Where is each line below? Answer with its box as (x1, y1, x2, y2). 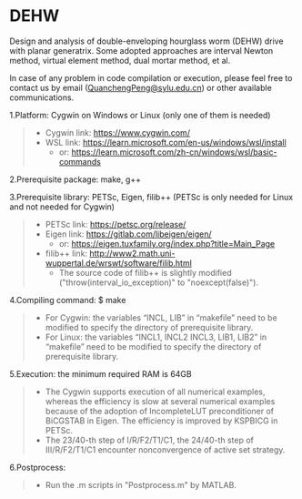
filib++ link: (45, 248, 88, 259)
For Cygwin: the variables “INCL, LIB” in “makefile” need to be (45, 311, 277, 323)
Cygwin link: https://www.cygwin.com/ (45, 127, 191, 137)
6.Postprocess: (9, 462, 66, 473)
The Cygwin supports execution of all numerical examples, (45, 386, 266, 397)
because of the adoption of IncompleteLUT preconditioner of (45, 405, 275, 416)
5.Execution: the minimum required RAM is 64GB (9, 368, 193, 379)
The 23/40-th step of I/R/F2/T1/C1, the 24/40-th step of (45, 434, 255, 445)
